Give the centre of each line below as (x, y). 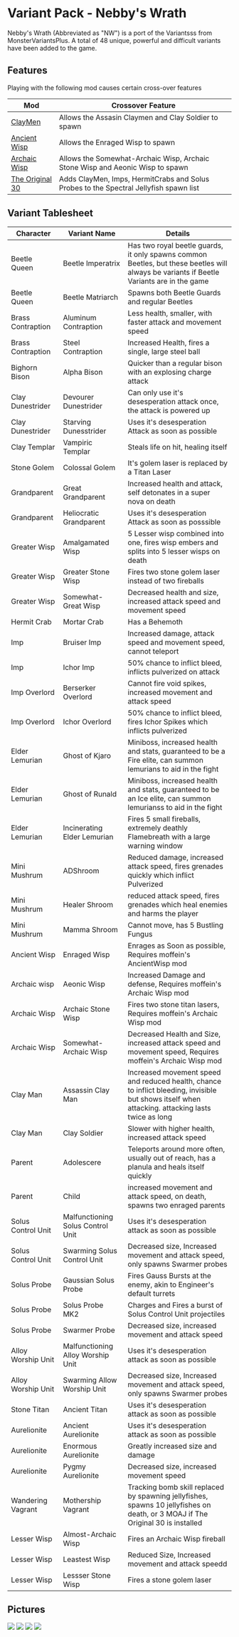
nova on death (152, 501)
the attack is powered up (169, 410)
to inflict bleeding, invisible (172, 1090)
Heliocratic (81, 513)
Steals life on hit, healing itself (177, 447)
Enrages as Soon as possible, (177, 946)
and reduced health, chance (175, 1081)
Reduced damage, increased (176, 857)
